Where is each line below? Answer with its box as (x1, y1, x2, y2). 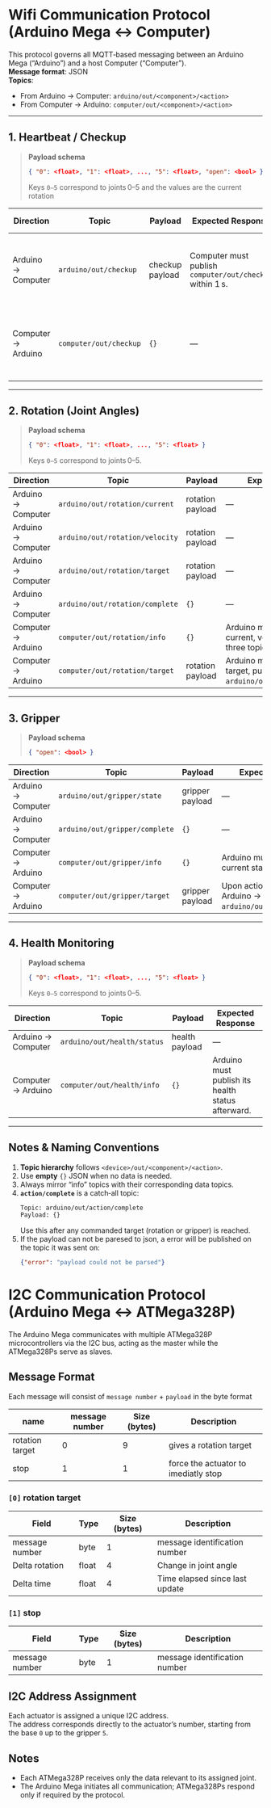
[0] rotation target (8, 1492, 81, 1503)
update (156, 1583, 184, 1595)
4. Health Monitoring (8, 936, 115, 950)
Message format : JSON (8, 66, 89, 76)
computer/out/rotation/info (57, 633, 166, 642)
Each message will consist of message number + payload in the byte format (8, 1391, 252, 1401)
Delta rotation (12, 1560, 65, 1571)
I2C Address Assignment (8, 1689, 137, 1703)
